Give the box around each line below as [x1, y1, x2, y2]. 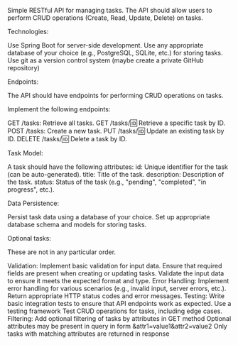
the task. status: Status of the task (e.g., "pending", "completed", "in [7, 177, 207, 186]
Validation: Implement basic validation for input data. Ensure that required [7, 262, 222, 270]
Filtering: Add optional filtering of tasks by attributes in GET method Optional [7, 314, 232, 322]
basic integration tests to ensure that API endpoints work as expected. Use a [7, 300, 232, 307]
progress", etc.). [7, 185, 55, 194]
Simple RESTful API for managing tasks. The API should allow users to [7, 6, 212, 14]
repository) [7, 64, 40, 72]
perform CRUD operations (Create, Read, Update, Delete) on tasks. [7, 13, 204, 22]
